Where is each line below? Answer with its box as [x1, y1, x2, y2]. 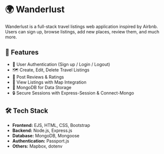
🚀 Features [5, 48, 39, 57]
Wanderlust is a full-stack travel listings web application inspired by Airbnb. [5, 23, 158, 30]
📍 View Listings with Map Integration [12, 79, 87, 85]
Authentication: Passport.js [12, 138, 69, 144]
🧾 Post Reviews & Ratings [12, 74, 64, 80]
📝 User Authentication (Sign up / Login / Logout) [12, 61, 110, 67]
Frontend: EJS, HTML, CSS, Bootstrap [12, 122, 90, 128]
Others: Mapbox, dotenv [12, 143, 63, 149]
